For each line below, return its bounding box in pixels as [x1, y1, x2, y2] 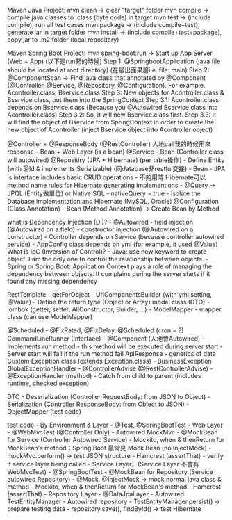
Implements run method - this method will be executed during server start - [7, 342, 224, 350]
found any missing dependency [7, 277, 97, 285]
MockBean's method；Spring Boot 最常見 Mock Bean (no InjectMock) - [7, 444, 212, 452]
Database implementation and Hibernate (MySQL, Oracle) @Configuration [7, 197, 219, 205]
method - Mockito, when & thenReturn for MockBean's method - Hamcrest [7, 482, 221, 491]
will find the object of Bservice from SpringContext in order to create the [7, 118, 215, 126]
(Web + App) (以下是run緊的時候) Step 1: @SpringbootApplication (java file [7, 57, 221, 65]
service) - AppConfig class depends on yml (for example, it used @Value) [7, 240, 218, 248]
